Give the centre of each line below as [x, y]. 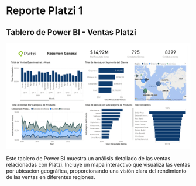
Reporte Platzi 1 [44, 11]
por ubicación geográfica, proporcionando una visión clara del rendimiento [96, 171]
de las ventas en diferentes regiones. [51, 177]
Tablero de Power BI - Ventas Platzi [71, 32]
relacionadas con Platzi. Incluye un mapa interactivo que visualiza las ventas [98, 165]
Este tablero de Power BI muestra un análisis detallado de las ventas [88, 159]
